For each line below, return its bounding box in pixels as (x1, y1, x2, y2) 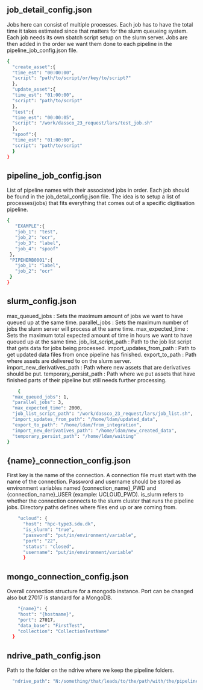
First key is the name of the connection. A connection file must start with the (7, 472, 196, 479)
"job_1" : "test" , (14, 229, 59, 235)
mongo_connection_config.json (7, 571, 129, 582)
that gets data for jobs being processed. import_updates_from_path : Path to (7, 344, 196, 351)
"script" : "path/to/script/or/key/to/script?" (12, 75, 131, 81)
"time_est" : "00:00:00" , (12, 70, 75, 76)
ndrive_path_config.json (7, 650, 101, 661)
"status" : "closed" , (22, 544, 75, 550)
